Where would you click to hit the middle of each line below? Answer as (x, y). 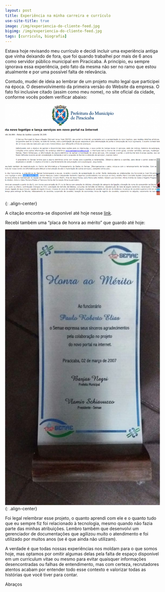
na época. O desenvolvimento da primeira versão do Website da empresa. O (82, 87)
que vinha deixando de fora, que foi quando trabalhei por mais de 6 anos (79, 56)
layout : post (18, 10)
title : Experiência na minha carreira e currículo (58, 16)
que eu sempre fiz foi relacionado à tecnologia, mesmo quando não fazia (79, 523)
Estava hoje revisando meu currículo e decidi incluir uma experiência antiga (82, 51)
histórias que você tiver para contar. (42, 575)
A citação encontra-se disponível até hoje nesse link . (59, 213)
